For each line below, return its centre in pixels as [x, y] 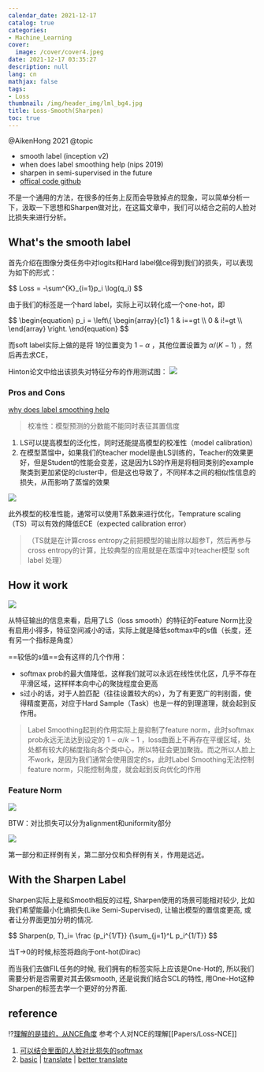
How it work [38, 585]
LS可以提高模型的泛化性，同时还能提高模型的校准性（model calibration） [138, 442]
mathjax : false [33, 81]
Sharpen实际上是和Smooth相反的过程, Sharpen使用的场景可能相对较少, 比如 [132, 900]
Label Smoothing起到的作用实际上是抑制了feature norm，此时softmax [141, 729]
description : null [38, 67]
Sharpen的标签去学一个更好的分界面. [68, 988]
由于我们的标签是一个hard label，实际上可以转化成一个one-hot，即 [117, 304]
